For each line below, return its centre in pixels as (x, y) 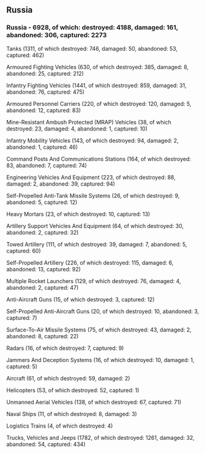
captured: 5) (22, 366)
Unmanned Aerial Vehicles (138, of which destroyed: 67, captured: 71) (94, 402)
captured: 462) (25, 55)
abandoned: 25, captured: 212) (45, 74)
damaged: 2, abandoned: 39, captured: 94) (61, 184)
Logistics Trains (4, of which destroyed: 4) (60, 426)
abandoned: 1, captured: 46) (42, 147)
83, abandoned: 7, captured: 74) (47, 165)
